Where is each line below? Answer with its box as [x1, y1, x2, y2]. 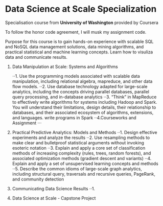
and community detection [12, 176, 64, 182]
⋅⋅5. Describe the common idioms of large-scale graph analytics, [12, 165, 142, 172]
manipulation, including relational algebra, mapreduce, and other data [12, 78, 153, 84]
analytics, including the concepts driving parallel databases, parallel [12, 89, 149, 94]
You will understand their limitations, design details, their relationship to [12, 104, 157, 110]
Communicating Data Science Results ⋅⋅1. [12, 185, 95, 191]
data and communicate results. [5, 54, 68, 60]
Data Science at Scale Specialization [5, 3, 157, 15]
